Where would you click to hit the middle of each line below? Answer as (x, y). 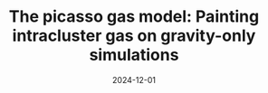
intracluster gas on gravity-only (134, 36)
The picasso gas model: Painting (134, 17)
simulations (134, 55)
